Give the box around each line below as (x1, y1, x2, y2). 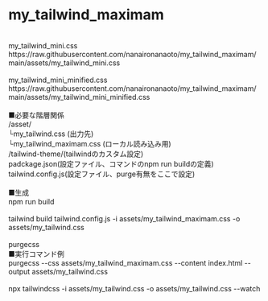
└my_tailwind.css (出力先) (8, 129, 94, 138)
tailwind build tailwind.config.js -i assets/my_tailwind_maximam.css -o (8, 213, 241, 223)
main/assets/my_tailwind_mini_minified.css (8, 92, 150, 101)
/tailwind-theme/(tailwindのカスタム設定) (8, 149, 144, 159)
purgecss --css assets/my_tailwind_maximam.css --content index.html (8, 258, 243, 267)
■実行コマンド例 (8, 249, 64, 258)
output (8, 266, 31, 276)
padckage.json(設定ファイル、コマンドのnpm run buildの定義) (8, 159, 215, 168)
